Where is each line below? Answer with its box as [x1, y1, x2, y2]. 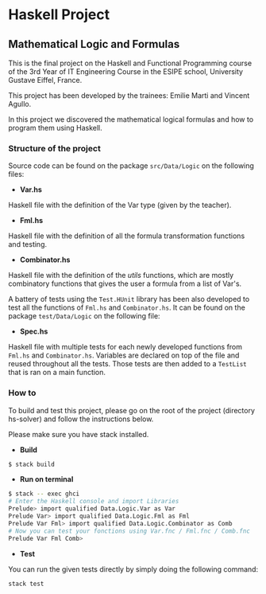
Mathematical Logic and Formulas [8, 37, 180, 51]
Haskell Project [8, 6, 110, 24]
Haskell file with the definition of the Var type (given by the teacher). [8, 201, 232, 210]
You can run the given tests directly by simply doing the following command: [8, 564, 259, 574]
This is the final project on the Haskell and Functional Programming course [8, 58, 253, 68]
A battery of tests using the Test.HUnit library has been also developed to [8, 295, 250, 304]
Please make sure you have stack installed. [8, 429, 149, 439]
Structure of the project [8, 143, 101, 154]
